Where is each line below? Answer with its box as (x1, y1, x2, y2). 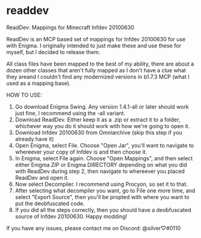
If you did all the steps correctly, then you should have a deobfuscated (15, 206, 191, 213)
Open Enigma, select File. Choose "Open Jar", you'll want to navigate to (15, 141, 194, 149)
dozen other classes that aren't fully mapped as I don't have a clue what (6, 66, 186, 73)
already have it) (15, 135, 54, 143)
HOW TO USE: (6, 91, 42, 98)
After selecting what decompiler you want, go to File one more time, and (15, 186, 196, 194)
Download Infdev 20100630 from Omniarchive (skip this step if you (15, 129, 183, 136)
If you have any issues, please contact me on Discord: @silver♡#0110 (6, 224, 181, 231)
